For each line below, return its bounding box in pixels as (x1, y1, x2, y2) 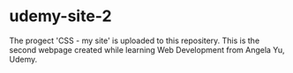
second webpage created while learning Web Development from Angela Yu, (9, 44, 285, 55)
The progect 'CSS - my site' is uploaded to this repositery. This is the (9, 35, 260, 46)
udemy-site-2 (9, 6, 112, 26)
